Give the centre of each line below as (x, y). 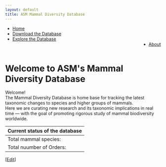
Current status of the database (45, 131)
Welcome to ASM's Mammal (64, 68)
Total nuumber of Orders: (37, 147)
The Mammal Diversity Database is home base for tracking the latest (75, 98)
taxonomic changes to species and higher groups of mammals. (69, 103)
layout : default (22, 10)
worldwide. (17, 119)
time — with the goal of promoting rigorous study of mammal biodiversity (80, 114)
